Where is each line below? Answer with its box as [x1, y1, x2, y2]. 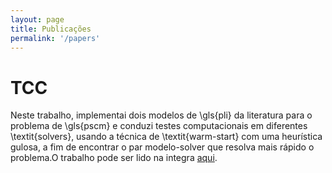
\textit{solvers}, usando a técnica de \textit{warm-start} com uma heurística [10, 131, 323, 143]
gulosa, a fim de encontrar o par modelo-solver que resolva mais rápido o [10, 141, 315, 153]
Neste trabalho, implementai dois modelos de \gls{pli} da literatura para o [10, 109, 313, 121]
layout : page [10, 14, 65, 25]
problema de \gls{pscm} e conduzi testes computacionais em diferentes [10, 120, 308, 132]
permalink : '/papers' [10, 33, 101, 43]
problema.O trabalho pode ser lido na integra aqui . [10, 152, 218, 164]
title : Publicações [10, 24, 92, 34]
